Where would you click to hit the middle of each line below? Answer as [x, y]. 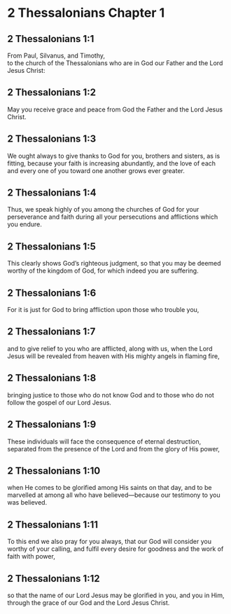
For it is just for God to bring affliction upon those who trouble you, [103, 310]
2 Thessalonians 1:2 [52, 93]
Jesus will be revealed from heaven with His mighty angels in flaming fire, [113, 356]
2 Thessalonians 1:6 [52, 293]
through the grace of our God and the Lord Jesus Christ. [89, 602]
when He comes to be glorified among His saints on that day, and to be [110, 488]
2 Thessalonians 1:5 [51, 246]
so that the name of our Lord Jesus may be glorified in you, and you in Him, [116, 595]
